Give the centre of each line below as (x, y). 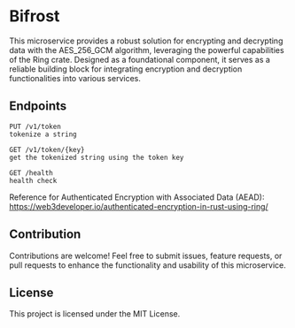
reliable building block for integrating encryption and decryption (126, 69)
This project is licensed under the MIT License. (95, 314)
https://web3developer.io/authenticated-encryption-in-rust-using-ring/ (139, 206)
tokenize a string (43, 134)
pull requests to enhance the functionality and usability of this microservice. (147, 265)
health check (33, 180)
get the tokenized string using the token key (97, 157)
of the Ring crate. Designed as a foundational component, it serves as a (140, 59)
